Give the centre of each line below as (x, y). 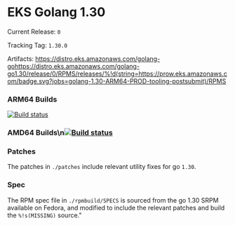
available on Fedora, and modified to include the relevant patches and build (116, 207)
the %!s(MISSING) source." (45, 215)
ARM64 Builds (32, 99)
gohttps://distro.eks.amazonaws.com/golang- (74, 66)
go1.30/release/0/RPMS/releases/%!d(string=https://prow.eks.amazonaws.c (117, 74)
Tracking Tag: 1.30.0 (38, 45)
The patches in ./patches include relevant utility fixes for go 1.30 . (102, 167)
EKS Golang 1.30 (56, 12)
